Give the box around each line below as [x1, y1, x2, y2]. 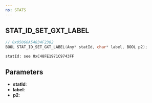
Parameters [5, 67, 44, 76]
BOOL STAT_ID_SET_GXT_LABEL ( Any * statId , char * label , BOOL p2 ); [5, 44, 147, 50]
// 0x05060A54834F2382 [5, 40, 54, 45]
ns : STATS [5, 7, 27, 13]
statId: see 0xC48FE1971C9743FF [5, 54, 74, 59]
